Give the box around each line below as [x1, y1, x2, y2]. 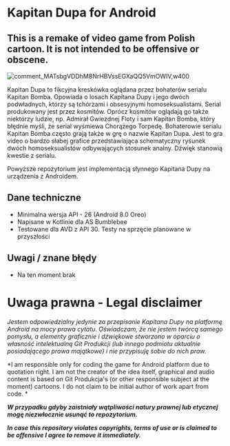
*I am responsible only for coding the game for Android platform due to [7, 360, 210, 368]
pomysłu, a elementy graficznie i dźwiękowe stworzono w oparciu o [7, 332, 201, 341]
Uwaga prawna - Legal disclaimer [7, 294, 202, 310]
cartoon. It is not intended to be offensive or [7, 43, 200, 54]
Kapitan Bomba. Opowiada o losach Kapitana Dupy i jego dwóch [7, 93, 189, 101]
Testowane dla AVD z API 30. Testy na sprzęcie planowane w [17, 225, 191, 233]
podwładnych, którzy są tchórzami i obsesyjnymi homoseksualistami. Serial [7, 100, 222, 108]
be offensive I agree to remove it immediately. [7, 431, 141, 439]
